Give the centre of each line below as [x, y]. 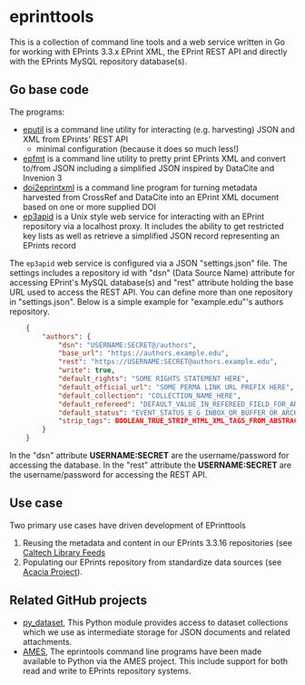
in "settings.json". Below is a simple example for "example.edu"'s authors [147, 301]
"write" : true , [87, 370]
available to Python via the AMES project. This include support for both [155, 660]
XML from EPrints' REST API [75, 139]
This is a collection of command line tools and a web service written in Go [148, 42]
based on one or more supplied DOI [89, 207]
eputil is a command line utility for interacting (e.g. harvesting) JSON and [158, 129]
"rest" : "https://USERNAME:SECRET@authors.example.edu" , [168, 362]
